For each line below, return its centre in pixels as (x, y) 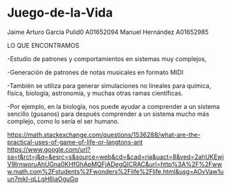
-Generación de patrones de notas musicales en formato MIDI (95, 72)
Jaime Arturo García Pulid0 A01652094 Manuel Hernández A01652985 (108, 32)
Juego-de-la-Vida (60, 13)
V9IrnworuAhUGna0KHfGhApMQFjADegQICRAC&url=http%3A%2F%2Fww (115, 164)
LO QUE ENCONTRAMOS (43, 45)
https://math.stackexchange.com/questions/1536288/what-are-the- (104, 135)
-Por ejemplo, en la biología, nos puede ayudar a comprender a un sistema (113, 106)
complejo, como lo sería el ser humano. (63, 121)
